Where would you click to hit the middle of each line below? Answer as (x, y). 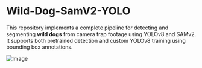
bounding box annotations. (39, 47)
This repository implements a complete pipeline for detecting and (87, 28)
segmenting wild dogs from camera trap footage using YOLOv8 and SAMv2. (101, 34)
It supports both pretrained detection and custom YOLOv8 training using (96, 40)
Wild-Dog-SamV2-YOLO (68, 11)
